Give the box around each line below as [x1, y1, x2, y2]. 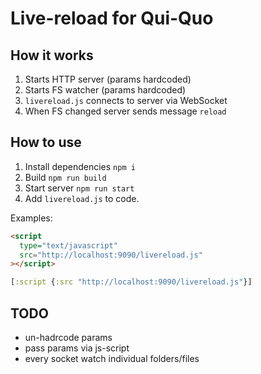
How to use [10, 134, 82, 151]
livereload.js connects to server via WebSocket [24, 95, 228, 106]
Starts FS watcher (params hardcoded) [24, 84, 187, 96]
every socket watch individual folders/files [24, 353, 200, 364]
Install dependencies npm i [24, 160, 136, 172]
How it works [10, 47, 94, 64]
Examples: [10, 212, 53, 224]
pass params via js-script [24, 342, 130, 354]
